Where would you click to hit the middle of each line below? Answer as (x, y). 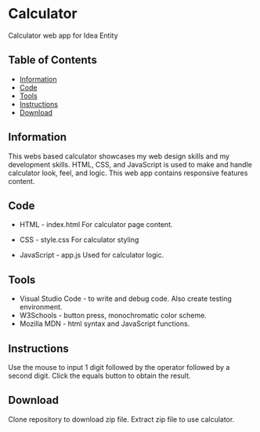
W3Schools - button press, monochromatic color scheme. (113, 316)
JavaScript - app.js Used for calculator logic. (92, 255)
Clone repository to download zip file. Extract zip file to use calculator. (121, 419)
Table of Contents (53, 60)
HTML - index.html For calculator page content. (96, 225)
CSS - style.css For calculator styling (79, 240)
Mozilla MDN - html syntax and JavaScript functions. (105, 324)
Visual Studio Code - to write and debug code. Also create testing (126, 298)
